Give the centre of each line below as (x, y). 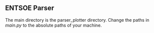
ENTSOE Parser (30, 8)
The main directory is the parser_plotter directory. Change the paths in (77, 20)
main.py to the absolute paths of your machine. (53, 25)
